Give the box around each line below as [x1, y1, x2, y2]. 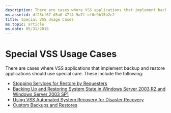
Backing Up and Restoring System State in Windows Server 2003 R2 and [12, 86, 166, 92]
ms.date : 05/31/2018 [5, 26, 49, 32]
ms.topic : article [5, 21, 44, 27]
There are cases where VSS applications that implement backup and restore [5, 65, 165, 71]
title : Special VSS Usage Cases [5, 17, 74, 22]
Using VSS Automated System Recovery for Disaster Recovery [12, 97, 144, 103]
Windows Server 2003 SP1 [12, 91, 69, 97]
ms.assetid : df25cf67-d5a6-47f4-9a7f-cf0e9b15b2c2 [5, 12, 115, 17]
